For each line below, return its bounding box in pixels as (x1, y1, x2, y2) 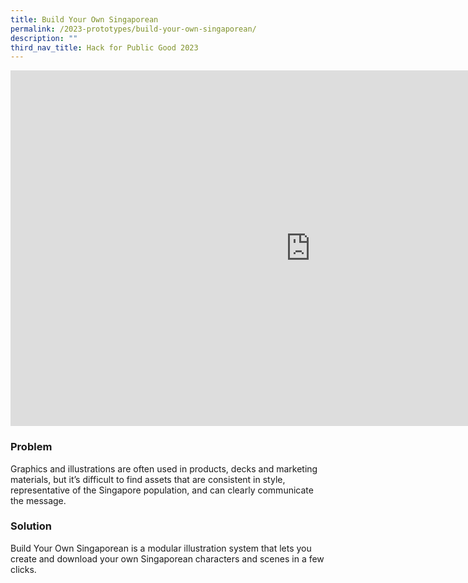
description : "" (10, 33, 78, 43)
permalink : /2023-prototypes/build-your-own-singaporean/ (10, 24, 257, 34)
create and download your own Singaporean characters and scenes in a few (10, 552, 325, 565)
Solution (10, 519, 53, 533)
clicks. (10, 563, 37, 575)
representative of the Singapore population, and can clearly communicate (10, 484, 314, 496)
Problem (10, 440, 53, 454)
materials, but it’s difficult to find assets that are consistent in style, (10, 473, 286, 485)
